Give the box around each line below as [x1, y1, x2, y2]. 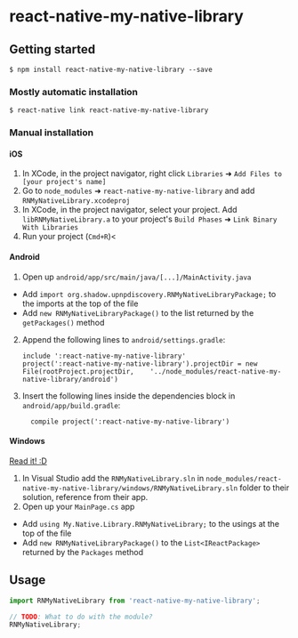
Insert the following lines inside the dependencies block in [21, 390, 236, 401]
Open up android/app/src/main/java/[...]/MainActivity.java [21, 271, 252, 282]
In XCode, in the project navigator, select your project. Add [21, 205, 238, 215]
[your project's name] [21, 178, 107, 187]
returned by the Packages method [21, 546, 144, 557]
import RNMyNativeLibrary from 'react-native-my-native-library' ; [9, 596, 261, 605]
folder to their [239, 482, 290, 493]
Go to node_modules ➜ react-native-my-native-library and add [21, 185, 255, 197]
